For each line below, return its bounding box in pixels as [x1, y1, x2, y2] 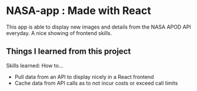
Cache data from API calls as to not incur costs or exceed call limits [14, 79, 178, 86]
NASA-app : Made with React [6, 4, 152, 17]
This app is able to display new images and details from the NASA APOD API [6, 23, 191, 30]
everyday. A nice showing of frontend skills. [6, 29, 112, 36]
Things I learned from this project [6, 47, 131, 57]
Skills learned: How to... [6, 62, 64, 69]
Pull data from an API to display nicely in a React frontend [14, 73, 154, 80]
